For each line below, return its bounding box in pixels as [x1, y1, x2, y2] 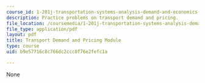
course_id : [6, 9, 34, 15]
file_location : [6, 20, 45, 26]
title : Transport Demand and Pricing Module [6, 37, 121, 43]
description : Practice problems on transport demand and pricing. [6, 15, 179, 21]
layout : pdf [6, 32, 37, 38]
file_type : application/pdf [6, 26, 78, 32]
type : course [6, 43, 40, 49]
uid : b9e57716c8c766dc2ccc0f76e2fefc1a [6, 49, 108, 55]
